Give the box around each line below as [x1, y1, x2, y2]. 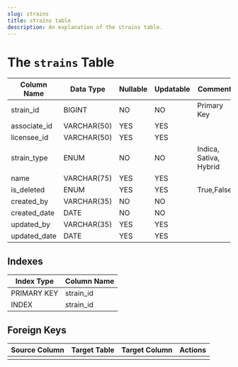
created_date [11, 208, 55, 218]
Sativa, [197, 153, 220, 163]
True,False [197, 185, 232, 195]
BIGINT [63, 105, 88, 115]
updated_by [11, 219, 51, 229]
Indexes [7, 255, 44, 267]
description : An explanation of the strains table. [7, 23, 163, 31]
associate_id [11, 121, 53, 131]
